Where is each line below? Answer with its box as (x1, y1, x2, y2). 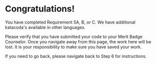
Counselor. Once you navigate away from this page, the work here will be (5, 38, 152, 44)
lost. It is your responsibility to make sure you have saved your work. (5, 44, 142, 50)
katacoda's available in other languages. (5, 24, 86, 30)
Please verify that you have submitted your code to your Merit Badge (5, 34, 143, 39)
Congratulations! (5, 3, 75, 14)
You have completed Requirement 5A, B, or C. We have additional (5, 19, 136, 25)
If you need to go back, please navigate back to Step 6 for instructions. (5, 53, 147, 59)
